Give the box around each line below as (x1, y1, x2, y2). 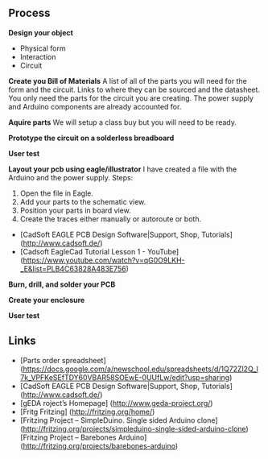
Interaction (19, 52, 56, 61)
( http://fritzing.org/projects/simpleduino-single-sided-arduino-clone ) (19, 424, 249, 433)
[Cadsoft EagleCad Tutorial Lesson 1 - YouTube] (19, 246, 179, 256)
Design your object (8, 27, 74, 37)
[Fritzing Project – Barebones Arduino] (19, 432, 147, 442)
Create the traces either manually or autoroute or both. (19, 213, 202, 224)
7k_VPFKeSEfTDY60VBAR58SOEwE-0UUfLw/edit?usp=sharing (19, 372, 230, 382)
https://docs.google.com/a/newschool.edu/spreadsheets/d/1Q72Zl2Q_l (23, 364, 259, 374)
